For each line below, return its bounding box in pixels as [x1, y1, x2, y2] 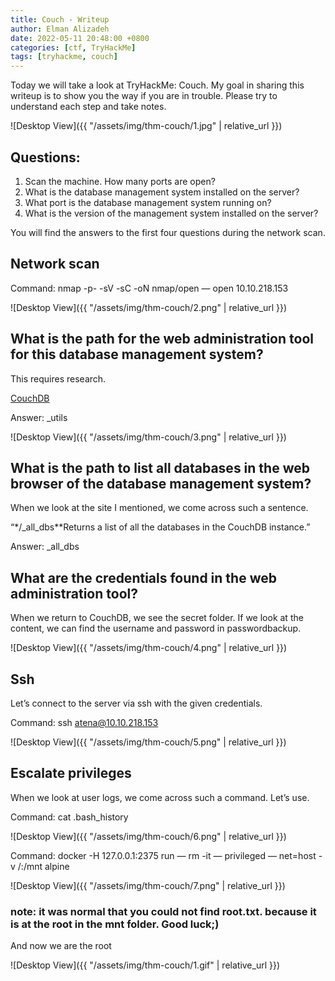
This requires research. [10, 372, 107, 385]
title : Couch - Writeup [10, 14, 110, 25]
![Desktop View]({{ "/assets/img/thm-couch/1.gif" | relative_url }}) [10, 959, 281, 971]
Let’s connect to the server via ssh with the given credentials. [10, 697, 263, 709]
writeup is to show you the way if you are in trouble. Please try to [10, 90, 278, 102]
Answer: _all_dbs [10, 541, 80, 553]
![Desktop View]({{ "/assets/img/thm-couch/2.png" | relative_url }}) [10, 301, 288, 313]
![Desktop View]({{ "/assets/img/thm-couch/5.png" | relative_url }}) [10, 736, 287, 748]
